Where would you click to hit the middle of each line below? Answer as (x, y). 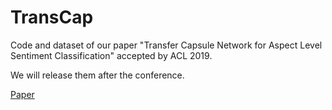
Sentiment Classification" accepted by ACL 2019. (111, 55)
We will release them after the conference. (97, 75)
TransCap (52, 17)
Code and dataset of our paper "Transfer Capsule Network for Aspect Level (166, 45)
